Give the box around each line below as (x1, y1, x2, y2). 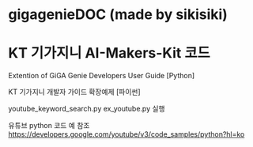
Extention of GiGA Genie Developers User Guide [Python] (8, 71, 195, 81)
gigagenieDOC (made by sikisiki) (8, 6, 228, 24)
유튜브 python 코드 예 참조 (8, 121, 90, 130)
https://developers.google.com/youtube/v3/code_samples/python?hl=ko (8, 130, 245, 139)
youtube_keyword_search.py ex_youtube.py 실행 (8, 104, 165, 114)
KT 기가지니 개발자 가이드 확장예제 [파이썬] (8, 87, 141, 96)
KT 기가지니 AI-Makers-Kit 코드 (8, 44, 211, 62)
